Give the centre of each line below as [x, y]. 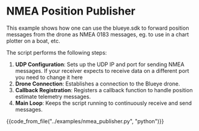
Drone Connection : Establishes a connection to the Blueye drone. [98, 84]
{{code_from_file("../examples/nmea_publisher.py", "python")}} [85, 121]
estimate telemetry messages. [53, 96]
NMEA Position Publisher [71, 11]
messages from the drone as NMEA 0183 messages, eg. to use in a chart [98, 34]
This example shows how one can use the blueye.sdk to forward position [98, 28]
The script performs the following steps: [57, 52]
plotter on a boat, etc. [33, 41]
